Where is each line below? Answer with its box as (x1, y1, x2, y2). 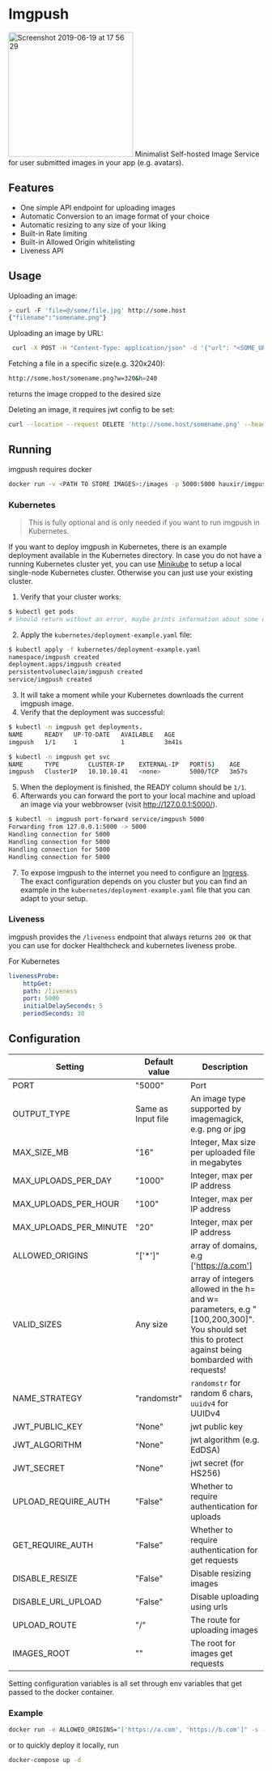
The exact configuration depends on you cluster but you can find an (19, 876, 248, 886)
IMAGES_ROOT (12, 1647, 70, 1658)
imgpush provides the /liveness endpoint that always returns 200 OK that (8, 932, 252, 942)
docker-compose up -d (8, 1756, 82, 1765)
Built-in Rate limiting (19, 228, 87, 238)
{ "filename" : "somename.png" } (8, 313, 107, 322)
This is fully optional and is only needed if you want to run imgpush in (28, 517, 261, 527)
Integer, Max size (189, 1136, 257, 1147)
